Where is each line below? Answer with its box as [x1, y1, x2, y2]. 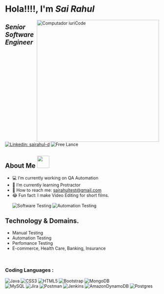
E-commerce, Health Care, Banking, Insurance [12, 245, 106, 251]
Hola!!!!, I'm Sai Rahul [5, 3, 95, 15]
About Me [5, 162, 36, 170]
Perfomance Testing [12, 240, 53, 246]
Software [5, 30, 34, 39]
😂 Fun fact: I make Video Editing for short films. [12, 192, 109, 198]
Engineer [5, 38, 33, 46]
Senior [5, 23, 26, 31]
